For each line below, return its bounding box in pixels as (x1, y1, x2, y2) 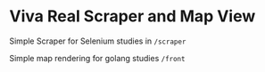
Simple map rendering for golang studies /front (9, 52, 186, 63)
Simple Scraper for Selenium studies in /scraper (9, 36, 186, 46)
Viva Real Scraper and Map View (9, 6, 256, 27)
